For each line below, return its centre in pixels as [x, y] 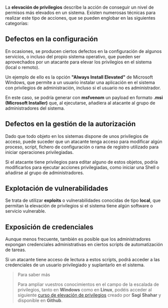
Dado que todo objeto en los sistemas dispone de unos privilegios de [77, 136]
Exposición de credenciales [50, 227]
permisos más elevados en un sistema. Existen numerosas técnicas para [80, 13]
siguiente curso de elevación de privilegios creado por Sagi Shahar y [89, 295]
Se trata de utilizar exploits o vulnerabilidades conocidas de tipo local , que [83, 200]
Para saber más [34, 275]
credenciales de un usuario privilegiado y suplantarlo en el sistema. [75, 265]
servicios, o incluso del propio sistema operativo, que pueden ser [73, 56]
